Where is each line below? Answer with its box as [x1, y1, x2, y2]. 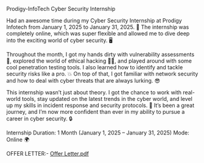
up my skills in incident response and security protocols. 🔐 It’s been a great [6, 102, 195, 109]
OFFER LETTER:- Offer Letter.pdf [6, 150, 90, 157]
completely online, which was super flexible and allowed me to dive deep [6, 30, 190, 37]
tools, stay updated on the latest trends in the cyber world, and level [21, 95, 193, 102]
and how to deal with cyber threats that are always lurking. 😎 [6, 77, 160, 84]
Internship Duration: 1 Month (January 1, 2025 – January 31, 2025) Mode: [6, 129, 190, 136]
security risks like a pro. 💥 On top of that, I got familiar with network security [6, 70, 199, 77]
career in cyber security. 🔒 [6, 115, 73, 122]
